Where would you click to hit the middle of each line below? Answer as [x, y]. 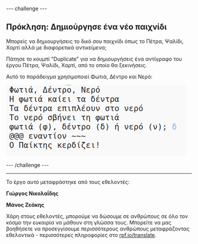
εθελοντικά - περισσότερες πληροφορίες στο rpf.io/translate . [81, 235]
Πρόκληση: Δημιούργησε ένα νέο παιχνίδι [86, 27]
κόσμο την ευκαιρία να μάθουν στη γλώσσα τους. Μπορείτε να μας [89, 222]
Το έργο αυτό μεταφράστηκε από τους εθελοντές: [68, 182]
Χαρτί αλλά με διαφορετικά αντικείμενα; [57, 47]
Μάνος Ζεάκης [25, 205]
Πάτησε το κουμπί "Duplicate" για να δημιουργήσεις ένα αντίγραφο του [94, 59]
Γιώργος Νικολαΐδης [32, 193]
